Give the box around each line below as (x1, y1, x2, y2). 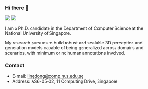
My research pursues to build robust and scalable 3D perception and (5, 40, 143, 45)
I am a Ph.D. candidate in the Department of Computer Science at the (5, 25, 144, 31)
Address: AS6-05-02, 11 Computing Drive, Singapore (12, 78, 118, 84)
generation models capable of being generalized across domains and (5, 45, 144, 51)
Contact (5, 62, 25, 69)
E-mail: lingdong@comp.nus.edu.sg (12, 73, 84, 79)
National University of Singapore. (5, 30, 71, 36)
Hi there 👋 (5, 4, 29, 11)
